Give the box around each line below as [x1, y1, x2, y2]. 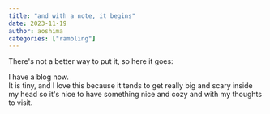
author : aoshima [8, 27, 63, 35]
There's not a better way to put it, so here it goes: [8, 57, 174, 66]
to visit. [8, 98, 33, 108]
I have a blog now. [8, 72, 69, 82]
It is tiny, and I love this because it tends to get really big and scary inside [8, 81, 253, 91]
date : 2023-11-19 [8, 19, 67, 27]
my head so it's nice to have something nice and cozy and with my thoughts [8, 90, 262, 99]
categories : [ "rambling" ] [8, 34, 96, 43]
